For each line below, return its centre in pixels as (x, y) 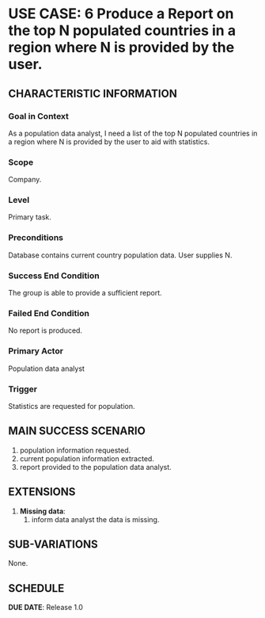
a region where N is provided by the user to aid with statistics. (109, 141)
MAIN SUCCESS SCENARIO (77, 431)
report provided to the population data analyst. (95, 467)
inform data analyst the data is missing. (95, 519)
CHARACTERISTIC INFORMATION (93, 93)
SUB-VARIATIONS (53, 544)
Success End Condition (54, 276)
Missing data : (42, 511)
